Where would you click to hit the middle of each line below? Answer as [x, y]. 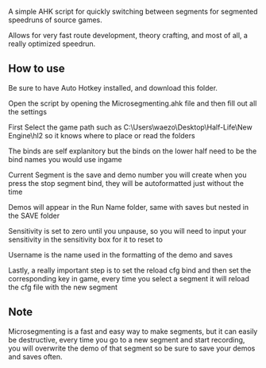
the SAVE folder [34, 215]
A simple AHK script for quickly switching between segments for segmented [133, 12]
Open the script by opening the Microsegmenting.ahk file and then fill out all [133, 103]
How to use [37, 69]
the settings [28, 111]
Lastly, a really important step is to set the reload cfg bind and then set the [130, 270]
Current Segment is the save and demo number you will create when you [127, 175]
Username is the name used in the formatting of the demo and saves [120, 254]
